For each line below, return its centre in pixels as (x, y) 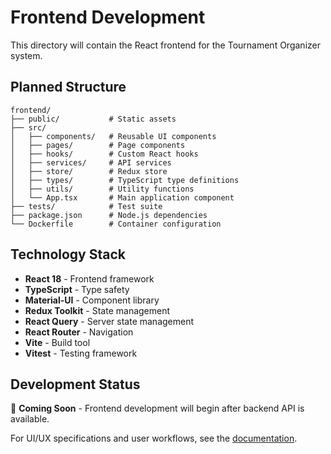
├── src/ (28, 127)
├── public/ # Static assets (93, 119)
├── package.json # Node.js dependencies (109, 215)
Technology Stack (68, 254)
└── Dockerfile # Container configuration (116, 224)
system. (26, 55)
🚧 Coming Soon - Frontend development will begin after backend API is (157, 408)
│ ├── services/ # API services (91, 162)
